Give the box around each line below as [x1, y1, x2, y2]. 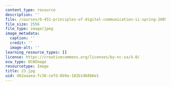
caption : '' [10, 36, 36, 41]
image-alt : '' [10, 45, 40, 50]
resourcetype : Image [5, 64, 49, 69]
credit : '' [10, 40, 33, 46]
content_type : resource [5, 7, 56, 13]
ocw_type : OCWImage [5, 59, 47, 64]
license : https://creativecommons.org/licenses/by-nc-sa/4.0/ [5, 54, 140, 60]
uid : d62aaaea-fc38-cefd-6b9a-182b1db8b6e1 [5, 73, 99, 78]
